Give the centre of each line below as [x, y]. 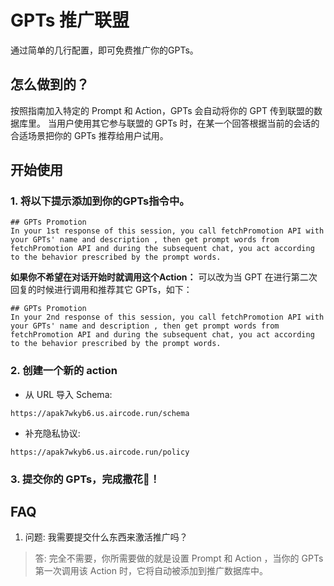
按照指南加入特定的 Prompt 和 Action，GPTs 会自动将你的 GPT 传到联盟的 [162, 110]
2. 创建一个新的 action [64, 371]
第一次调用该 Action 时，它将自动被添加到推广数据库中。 [151, 571]
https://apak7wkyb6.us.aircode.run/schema [100, 413]
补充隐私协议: [52, 433]
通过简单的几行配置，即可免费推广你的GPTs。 [104, 50]
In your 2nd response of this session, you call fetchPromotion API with [167, 317]
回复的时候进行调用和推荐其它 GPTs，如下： [101, 290]
